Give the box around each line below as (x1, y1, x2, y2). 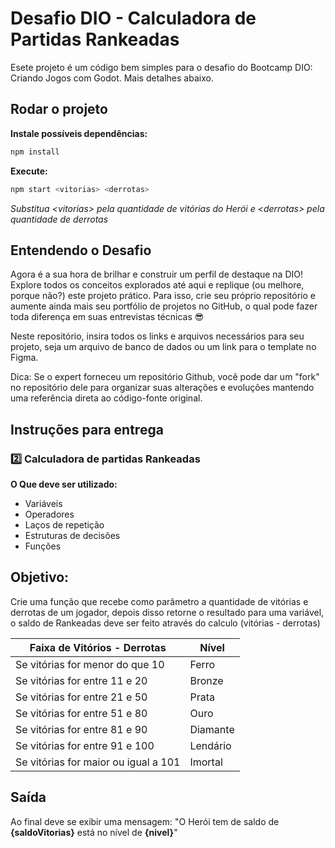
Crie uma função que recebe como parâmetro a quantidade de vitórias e (10, 595, 309, 607)
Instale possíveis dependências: (10, 127, 148, 139)
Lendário (189, 738, 232, 752)
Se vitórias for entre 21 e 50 (15, 690, 148, 704)
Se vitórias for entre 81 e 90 (15, 722, 148, 736)
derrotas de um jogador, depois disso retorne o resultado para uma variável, (10, 606, 325, 618)
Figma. (10, 352, 39, 364)
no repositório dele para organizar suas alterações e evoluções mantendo (10, 382, 315, 394)
